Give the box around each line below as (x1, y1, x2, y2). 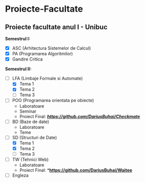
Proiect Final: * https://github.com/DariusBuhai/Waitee (19, 167, 132, 173)
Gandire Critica (12, 56, 43, 62)
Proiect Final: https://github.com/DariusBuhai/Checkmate (19, 113, 141, 119)
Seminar (19, 108, 37, 114)
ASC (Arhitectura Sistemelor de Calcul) (12, 45, 91, 51)
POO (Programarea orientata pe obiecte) (12, 98, 94, 103)
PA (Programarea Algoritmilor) (12, 51, 73, 57)
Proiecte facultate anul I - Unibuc (5, 23, 108, 31)
